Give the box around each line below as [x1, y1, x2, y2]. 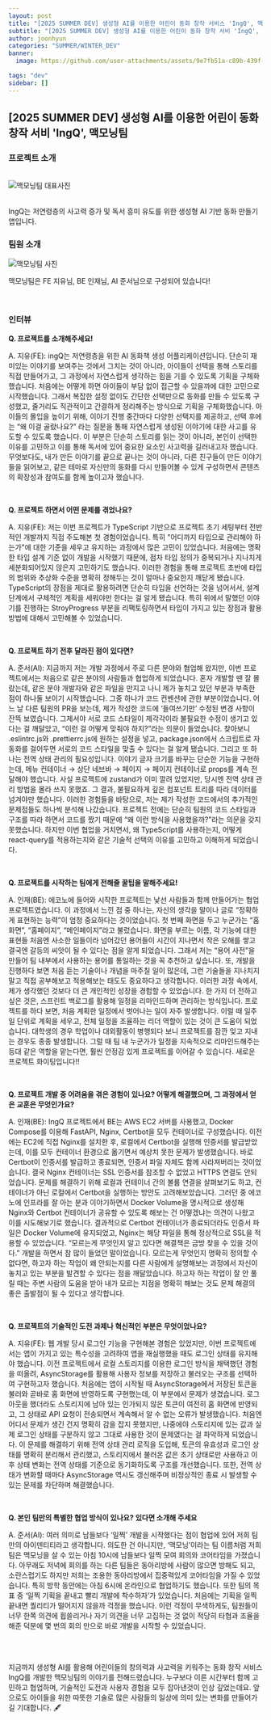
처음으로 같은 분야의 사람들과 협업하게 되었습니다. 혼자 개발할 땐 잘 [43, 672, 252, 683]
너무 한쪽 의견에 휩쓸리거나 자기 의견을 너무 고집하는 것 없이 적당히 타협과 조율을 [8, 1610, 261, 1621]
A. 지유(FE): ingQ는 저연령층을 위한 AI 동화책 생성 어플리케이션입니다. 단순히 [8, 351, 249, 360]
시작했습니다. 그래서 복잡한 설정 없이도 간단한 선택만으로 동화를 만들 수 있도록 [8, 391, 252, 401]
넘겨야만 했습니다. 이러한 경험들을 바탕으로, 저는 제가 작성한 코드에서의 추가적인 [8, 794, 258, 804]
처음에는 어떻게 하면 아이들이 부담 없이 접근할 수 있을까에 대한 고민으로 [38, 381, 261, 390]
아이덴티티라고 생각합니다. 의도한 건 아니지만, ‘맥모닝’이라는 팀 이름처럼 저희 [23, 1540, 262, 1549]
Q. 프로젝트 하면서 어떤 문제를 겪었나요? [8, 504, 132, 514]
